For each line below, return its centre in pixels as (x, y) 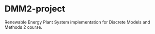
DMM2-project (35, 9)
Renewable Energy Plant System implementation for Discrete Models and (77, 22)
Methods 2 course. (23, 27)
